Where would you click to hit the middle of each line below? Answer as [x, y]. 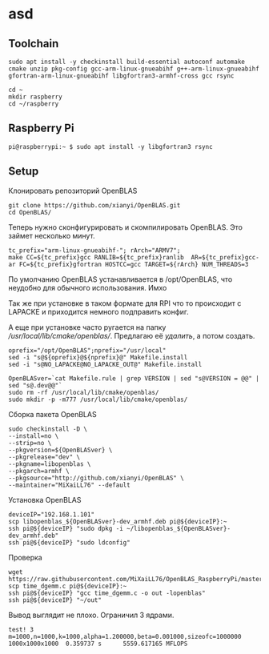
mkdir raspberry [35, 97]
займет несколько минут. [52, 235]
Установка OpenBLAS [45, 500]
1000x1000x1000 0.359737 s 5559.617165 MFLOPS [98, 644]
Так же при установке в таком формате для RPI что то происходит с [125, 303]
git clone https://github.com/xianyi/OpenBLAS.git [94, 205]
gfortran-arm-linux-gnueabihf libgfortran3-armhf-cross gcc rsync [121, 76]
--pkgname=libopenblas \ [50, 464]
